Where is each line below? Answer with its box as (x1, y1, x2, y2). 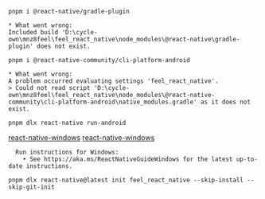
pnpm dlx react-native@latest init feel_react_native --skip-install (8, 176, 244, 184)
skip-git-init (8, 183, 56, 191)
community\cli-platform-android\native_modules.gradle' (8, 98, 197, 106)
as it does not (200, 98, 251, 106)
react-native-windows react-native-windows (8, 133, 155, 142)
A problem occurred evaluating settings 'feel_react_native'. (8, 77, 219, 85)
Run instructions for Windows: (15, 148, 119, 156)
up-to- (236, 155, 259, 163)
